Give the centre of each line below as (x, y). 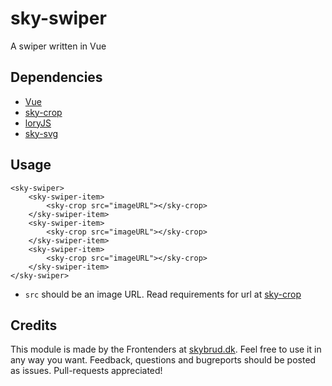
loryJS (38, 123)
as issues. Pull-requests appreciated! (86, 371)
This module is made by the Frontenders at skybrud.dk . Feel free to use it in (166, 349)
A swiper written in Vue (58, 46)
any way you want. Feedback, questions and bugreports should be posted (163, 360)
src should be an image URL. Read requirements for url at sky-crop (163, 294)
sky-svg (41, 133)
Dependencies (56, 77)
